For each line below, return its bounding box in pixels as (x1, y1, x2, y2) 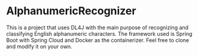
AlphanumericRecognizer (6, 4, 136, 18)
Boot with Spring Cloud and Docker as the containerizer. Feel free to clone (6, 36, 190, 43)
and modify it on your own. (6, 43, 73, 50)
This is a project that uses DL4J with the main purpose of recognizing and (6, 24, 189, 31)
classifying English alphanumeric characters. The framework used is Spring (6, 30, 193, 37)
